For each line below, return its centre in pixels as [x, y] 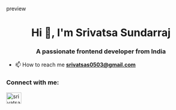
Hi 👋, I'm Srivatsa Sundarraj [101, 33]
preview [16, 9]
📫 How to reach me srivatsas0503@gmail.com [75, 65]
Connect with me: [33, 82]
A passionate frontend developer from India [101, 51]
